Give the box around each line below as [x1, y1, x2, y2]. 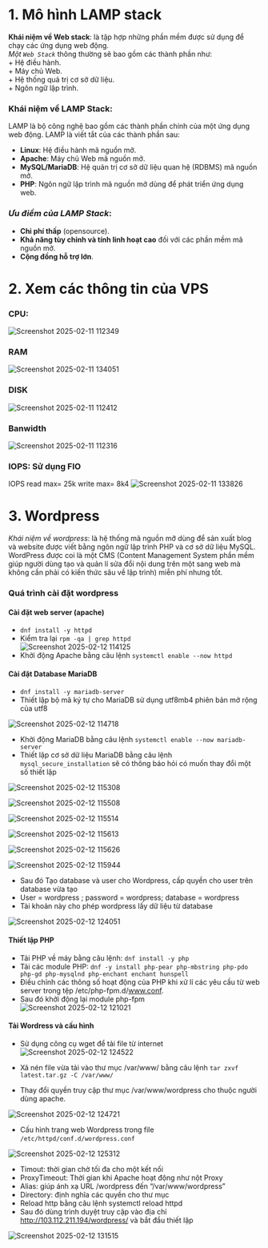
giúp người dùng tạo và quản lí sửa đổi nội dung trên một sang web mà [8, 559, 242, 569]
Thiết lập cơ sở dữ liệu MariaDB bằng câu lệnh [19, 750, 173, 760]
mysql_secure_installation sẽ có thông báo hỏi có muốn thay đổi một [19, 759, 251, 768]
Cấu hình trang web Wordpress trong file [19, 1125, 154, 1134]
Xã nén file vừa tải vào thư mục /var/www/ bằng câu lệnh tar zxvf [19, 1062, 238, 1072]
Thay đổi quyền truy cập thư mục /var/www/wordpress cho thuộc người [19, 1085, 258, 1094]
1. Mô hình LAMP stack [8, 6, 162, 24]
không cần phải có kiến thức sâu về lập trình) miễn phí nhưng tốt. [8, 568, 223, 577]
